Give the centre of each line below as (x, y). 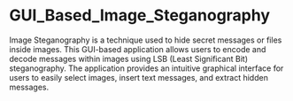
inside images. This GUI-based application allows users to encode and (138, 49)
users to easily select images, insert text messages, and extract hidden (139, 77)
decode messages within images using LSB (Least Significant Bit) (128, 58)
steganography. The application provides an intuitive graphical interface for (146, 68)
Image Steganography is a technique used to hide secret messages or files (146, 40)
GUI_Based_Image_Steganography (140, 16)
